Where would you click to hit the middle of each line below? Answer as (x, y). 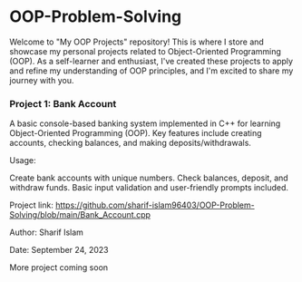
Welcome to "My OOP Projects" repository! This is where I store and (137, 42)
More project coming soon (59, 267)
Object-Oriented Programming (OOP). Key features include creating (136, 133)
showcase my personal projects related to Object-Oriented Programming (145, 51)
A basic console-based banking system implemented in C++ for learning (145, 123)
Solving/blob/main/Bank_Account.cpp (80, 215)
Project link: (32, 205)
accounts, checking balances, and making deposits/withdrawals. (131, 143)
